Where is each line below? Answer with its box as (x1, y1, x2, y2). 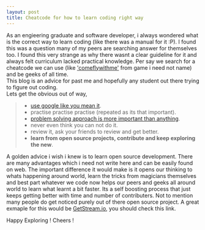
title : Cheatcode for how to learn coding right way (6, 15, 144, 21)
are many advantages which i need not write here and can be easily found (6, 159, 193, 166)
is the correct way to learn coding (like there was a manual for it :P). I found (6, 38, 196, 45)
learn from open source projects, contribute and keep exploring (30, 134, 196, 141)
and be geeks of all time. (6, 70, 69, 78)
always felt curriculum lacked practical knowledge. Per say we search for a (6, 57, 196, 65)
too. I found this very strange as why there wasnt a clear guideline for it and (6, 51, 197, 58)
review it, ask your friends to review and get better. (30, 128, 159, 135)
